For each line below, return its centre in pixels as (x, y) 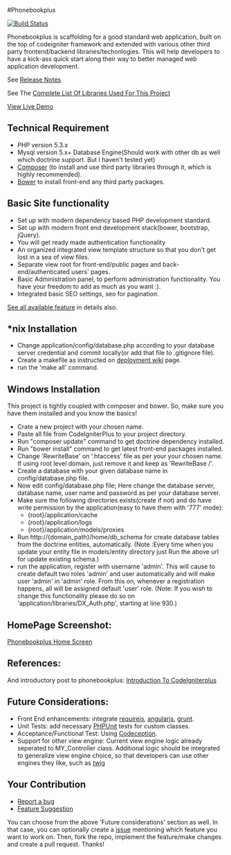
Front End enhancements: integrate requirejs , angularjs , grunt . (106, 719)
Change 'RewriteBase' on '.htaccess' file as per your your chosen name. (120, 456)
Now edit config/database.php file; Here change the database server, (116, 486)
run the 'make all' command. (58, 368)
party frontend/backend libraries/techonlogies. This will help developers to (113, 52)
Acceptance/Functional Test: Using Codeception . (87, 733)
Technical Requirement (58, 128)
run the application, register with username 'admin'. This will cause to (116, 566)
